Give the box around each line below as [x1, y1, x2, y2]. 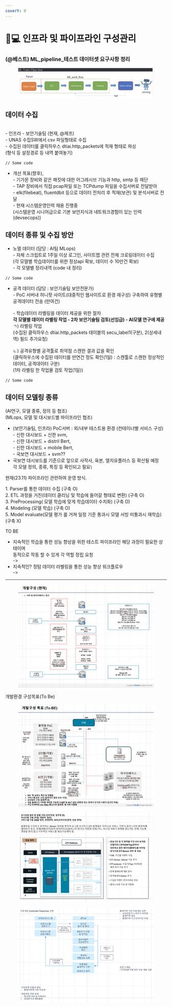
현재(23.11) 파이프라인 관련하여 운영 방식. [5, 474, 87, 481]
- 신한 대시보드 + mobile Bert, [12, 444, 74, 450]
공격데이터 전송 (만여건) [12, 298, 60, 304]
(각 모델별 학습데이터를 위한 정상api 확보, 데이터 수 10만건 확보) [12, 258, 139, 264]
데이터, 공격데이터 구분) [12, 360, 60, 366]
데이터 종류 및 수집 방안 [5, 231, 74, 239]
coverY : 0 [5, 8, 27, 13]
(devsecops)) [12, 214, 41, 221]
